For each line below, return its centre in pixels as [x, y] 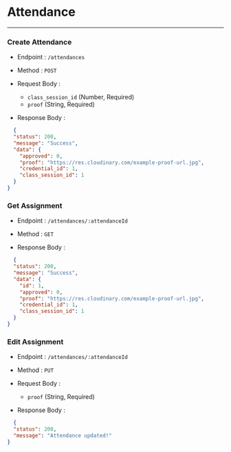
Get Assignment [35, 205]
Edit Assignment [35, 342]
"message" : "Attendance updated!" [63, 435]
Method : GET [35, 234]
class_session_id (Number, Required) [81, 97]
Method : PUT [35, 370]
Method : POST [37, 70]
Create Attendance [40, 42]
